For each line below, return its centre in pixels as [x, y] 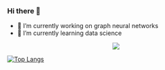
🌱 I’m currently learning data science [69, 33]
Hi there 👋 [24, 11]
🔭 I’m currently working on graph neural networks [88, 26]
